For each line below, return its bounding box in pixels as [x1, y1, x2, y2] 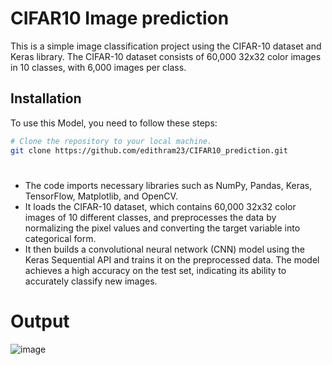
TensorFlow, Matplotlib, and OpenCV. [24, 190, 178, 202]
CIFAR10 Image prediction [10, 7, 230, 30]
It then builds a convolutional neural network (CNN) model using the [24, 243, 305, 255]
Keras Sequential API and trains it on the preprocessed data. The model [24, 253, 320, 266]
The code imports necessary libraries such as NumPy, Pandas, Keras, [24, 179, 313, 191]
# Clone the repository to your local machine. [10, 136, 213, 146]
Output [10, 310, 70, 332]
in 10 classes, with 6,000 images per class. [10, 61, 187, 73]
